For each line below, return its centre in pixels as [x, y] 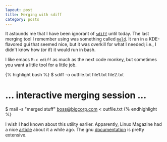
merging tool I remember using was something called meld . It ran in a [76, 39]
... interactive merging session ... [76, 95]
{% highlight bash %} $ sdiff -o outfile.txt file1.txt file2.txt [65, 75]
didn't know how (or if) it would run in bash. [50, 50]
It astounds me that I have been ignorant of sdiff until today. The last [77, 34]
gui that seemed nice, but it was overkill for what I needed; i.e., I [90, 44]
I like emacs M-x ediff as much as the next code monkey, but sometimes [81, 60]
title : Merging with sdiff [34, 15]
